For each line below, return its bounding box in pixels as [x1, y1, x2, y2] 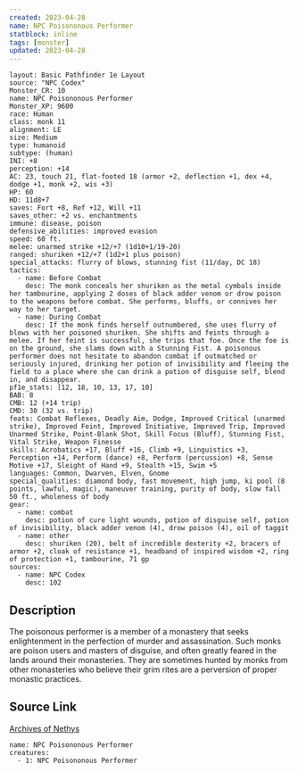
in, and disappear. [9, 376, 82, 385]
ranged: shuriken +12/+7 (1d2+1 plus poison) [9, 251, 181, 260]
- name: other [17, 532, 70, 541]
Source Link [9, 700, 78, 715]
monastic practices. [9, 673, 82, 684]
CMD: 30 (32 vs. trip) [9, 407, 94, 416]
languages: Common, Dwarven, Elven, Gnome [9, 469, 170, 478]
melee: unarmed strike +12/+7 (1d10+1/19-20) [9, 243, 181, 252]
